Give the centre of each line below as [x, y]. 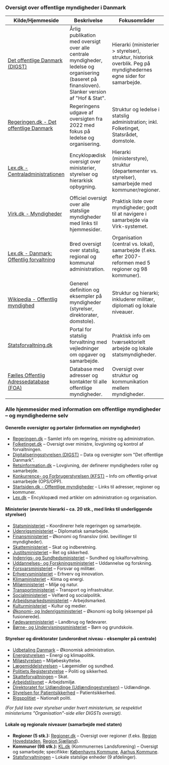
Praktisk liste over [133, 201]
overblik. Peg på [131, 63]
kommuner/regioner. [136, 190]
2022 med [82, 125]
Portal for [81, 329]
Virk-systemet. [130, 226]
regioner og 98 [130, 269]
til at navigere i [129, 214]
